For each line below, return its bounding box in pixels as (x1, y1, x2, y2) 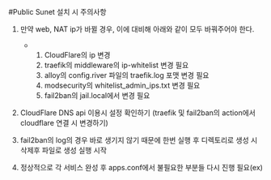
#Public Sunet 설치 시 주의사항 (8, 7, 107, 16)
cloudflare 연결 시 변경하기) (19, 118, 109, 127)
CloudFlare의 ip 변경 (44, 50, 111, 59)
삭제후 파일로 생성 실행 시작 (19, 145, 108, 155)
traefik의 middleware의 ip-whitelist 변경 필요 (44, 60, 189, 70)
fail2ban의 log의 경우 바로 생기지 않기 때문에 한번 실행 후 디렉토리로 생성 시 (19, 135, 258, 144)
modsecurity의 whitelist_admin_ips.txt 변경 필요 (44, 80, 201, 90)
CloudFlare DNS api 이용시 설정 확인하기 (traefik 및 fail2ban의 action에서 (19, 108, 256, 118)
